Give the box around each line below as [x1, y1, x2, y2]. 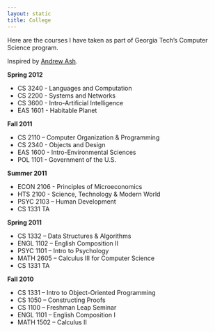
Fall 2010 [7, 275, 34, 283]
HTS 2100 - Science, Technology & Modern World [17, 190, 161, 198]
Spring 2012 [7, 70, 43, 79]
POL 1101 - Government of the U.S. [17, 155, 117, 164]
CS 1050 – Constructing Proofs [17, 296, 106, 304]
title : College [7, 17, 51, 24]
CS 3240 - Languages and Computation [17, 84, 132, 92]
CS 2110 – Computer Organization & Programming [17, 133, 160, 142]
